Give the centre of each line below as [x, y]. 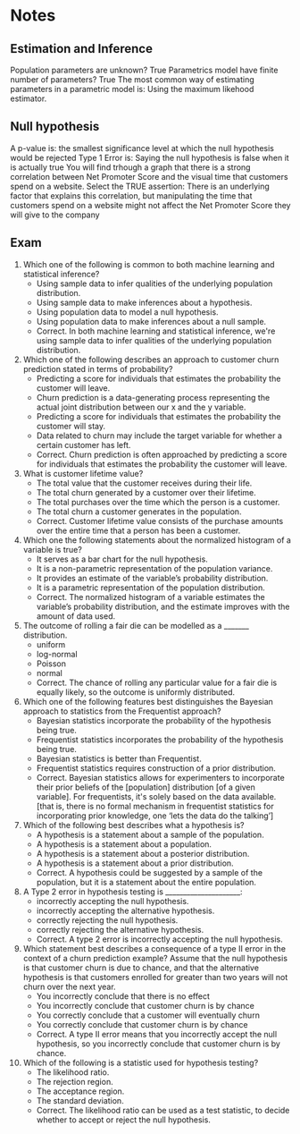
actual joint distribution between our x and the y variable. [141, 407]
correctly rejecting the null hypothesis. [107, 920]
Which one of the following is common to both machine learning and [149, 264]
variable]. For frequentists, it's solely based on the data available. [156, 796]
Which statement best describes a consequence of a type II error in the [154, 948]
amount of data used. [76, 616]
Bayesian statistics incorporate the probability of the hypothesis [154, 720]
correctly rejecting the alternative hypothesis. [120, 929]
